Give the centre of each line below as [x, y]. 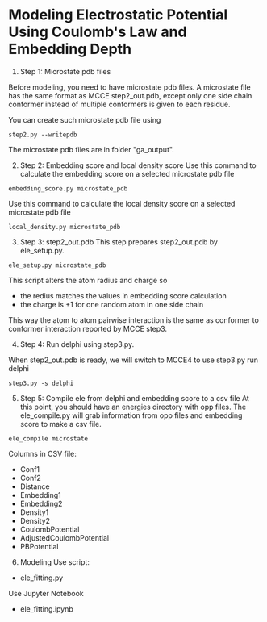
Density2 [35, 520]
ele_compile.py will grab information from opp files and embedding [131, 415]
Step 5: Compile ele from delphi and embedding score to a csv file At [135, 398]
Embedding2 [41, 503]
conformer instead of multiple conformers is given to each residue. [119, 104]
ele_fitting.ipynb [47, 609]
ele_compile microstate [48, 438]
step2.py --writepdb [43, 135]
